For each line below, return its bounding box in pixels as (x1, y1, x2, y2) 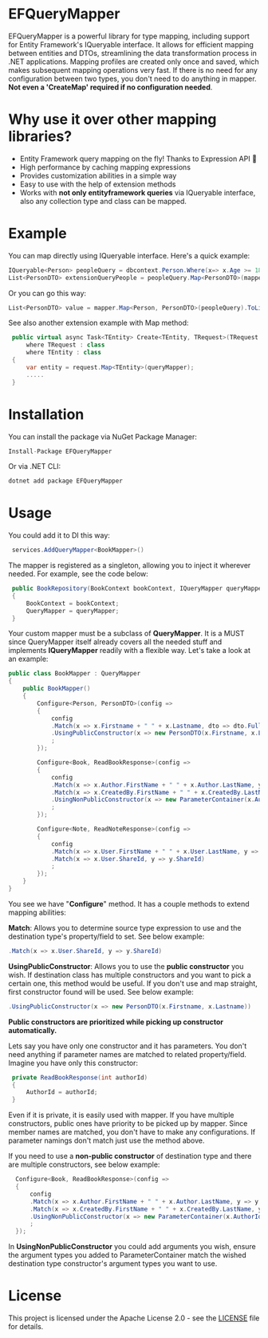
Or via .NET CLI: (8, 462, 61, 471)
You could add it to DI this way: (8, 531, 110, 540)
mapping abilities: (8, 907, 66, 917)
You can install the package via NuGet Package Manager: (8, 431, 198, 441)
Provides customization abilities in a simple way (19, 170, 177, 180)
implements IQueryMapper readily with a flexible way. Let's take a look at (8, 646, 251, 655)
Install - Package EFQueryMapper (8, 447, 112, 455)
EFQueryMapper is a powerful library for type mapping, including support (8, 31, 250, 41)
